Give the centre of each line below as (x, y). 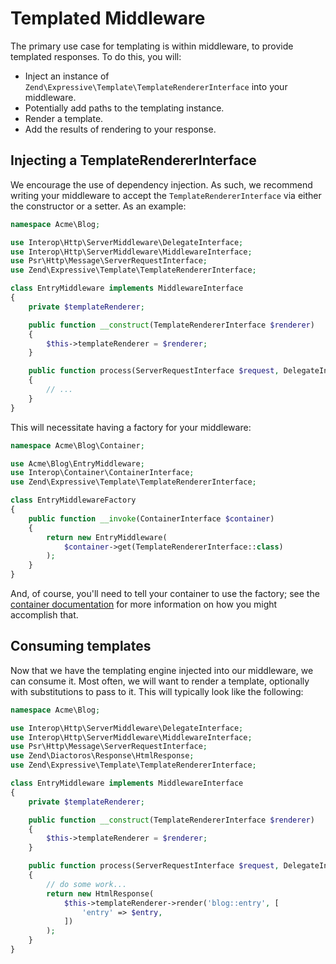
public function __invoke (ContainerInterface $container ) (151, 518)
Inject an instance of (67, 76)
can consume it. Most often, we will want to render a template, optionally (160, 681)
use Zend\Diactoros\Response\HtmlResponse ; (102, 756)
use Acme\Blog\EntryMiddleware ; (77, 463)
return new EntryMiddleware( (107, 537)
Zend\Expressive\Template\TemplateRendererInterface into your (156, 86)
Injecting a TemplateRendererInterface (133, 160)
